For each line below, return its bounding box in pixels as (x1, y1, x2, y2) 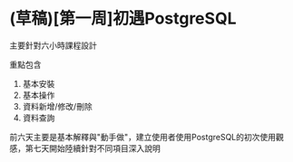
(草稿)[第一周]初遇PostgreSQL (9, 8, 237, 29)
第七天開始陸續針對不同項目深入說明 (24, 142, 161, 154)
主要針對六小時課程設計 (9, 40, 97, 51)
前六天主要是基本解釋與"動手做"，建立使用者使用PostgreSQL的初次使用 (9, 131, 277, 142)
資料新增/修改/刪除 (22, 100, 93, 111)
